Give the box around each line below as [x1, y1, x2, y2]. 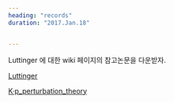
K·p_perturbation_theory [8, 86, 88, 95]
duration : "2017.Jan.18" [8, 19, 90, 27]
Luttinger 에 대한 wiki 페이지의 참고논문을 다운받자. [8, 55, 166, 64]
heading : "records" [8, 11, 73, 20]
